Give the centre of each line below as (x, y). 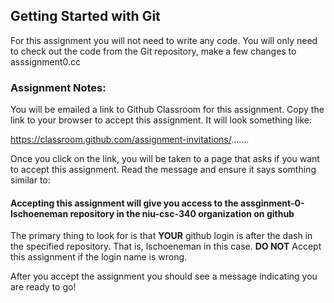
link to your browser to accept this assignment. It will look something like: (161, 120)
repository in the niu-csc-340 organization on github (182, 213)
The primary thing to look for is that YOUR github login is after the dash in (161, 236)
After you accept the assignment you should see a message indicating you (164, 276)
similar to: (30, 180)
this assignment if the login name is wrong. (99, 257)
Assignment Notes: (58, 87)
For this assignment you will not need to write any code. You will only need (164, 40)
